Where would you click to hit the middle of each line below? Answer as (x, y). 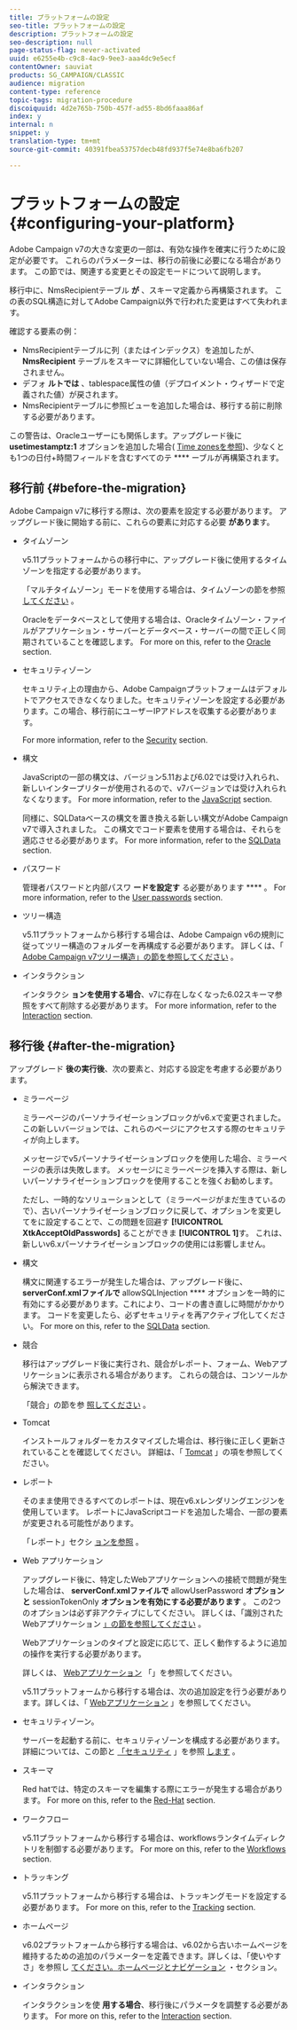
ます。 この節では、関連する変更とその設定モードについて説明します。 (137, 271)
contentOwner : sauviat (51, 67)
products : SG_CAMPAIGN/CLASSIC (67, 75)
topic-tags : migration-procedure (71, 100)
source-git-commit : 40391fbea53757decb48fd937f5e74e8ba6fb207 (126, 149)
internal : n (31, 125)
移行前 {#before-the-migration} (98, 488)
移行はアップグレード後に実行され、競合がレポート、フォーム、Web (147, 1364)
